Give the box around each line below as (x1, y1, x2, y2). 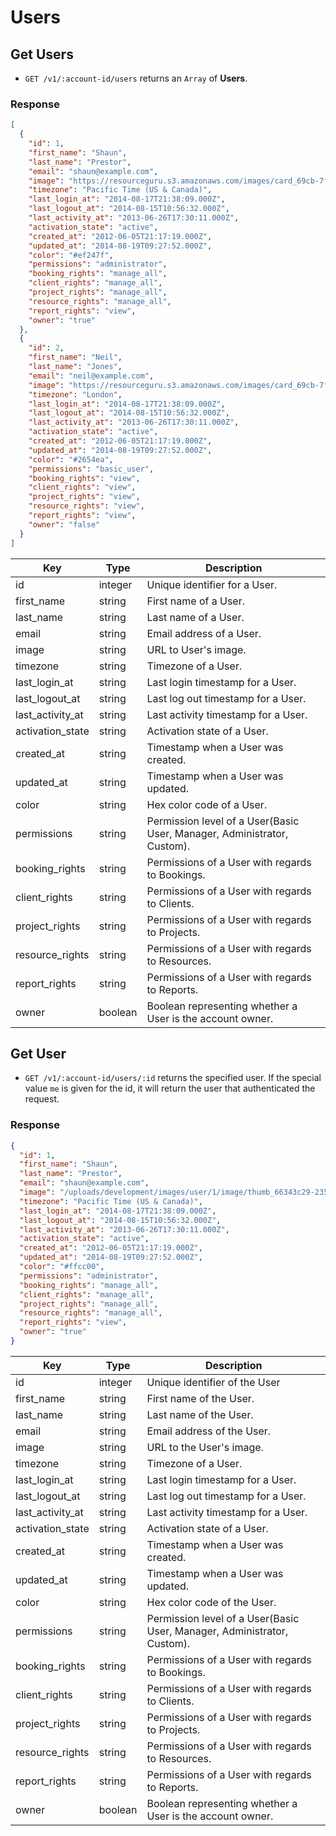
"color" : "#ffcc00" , (19, 1262, 105, 1272)
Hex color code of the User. (146, 1595, 277, 1609)
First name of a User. (146, 594, 246, 608)
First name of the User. (146, 1391, 255, 1405)
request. (24, 1093, 60, 1105)
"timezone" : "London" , (28, 389, 123, 400)
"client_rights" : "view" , (28, 482, 137, 493)
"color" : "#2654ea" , (28, 454, 114, 465)
